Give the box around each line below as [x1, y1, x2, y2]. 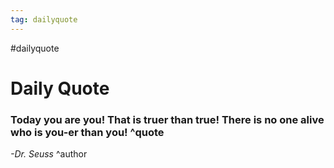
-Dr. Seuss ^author [10, 148, 88, 160]
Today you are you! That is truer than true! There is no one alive [10, 112, 325, 126]
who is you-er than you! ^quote [10, 125, 165, 139]
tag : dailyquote [10, 14, 78, 25]
